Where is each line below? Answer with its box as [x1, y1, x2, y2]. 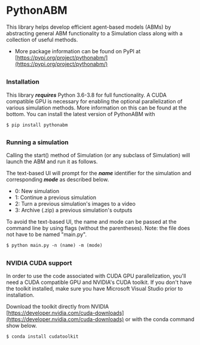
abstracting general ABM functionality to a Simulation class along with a [6, 29, 183, 36]
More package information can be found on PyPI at [14, 47, 141, 54]
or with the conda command [125, 316, 195, 323]
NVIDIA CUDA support [6, 258, 73, 267]
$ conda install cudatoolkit [6, 334, 79, 340]
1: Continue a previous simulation [14, 194, 97, 201]
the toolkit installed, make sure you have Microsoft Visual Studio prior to [6, 285, 183, 292]
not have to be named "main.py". [6, 231, 87, 238]
